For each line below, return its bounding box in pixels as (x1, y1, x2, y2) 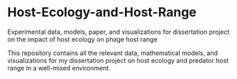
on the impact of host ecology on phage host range (7, 35, 158, 43)
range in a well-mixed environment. (7, 63, 111, 72)
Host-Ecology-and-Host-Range (7, 4, 197, 20)
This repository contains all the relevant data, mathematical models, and (7, 49, 219, 57)
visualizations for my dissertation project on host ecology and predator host (7, 56, 229, 64)
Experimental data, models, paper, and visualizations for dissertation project (7, 28, 230, 36)
